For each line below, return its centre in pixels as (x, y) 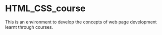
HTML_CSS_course (45, 9)
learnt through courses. (29, 27)
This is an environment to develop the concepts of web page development (81, 22)
